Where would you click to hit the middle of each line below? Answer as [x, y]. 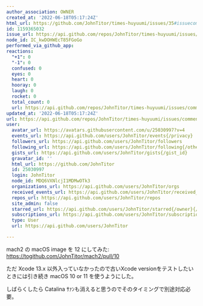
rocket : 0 [24, 96]
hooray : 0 [24, 85]
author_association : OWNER [40, 12]
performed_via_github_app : [40, 46]
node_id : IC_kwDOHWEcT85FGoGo [44, 40]
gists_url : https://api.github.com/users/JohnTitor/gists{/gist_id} [100, 153]
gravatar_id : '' [32, 158]
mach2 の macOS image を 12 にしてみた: [58, 249]
